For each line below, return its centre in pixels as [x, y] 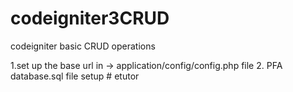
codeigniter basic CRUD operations [83, 46]
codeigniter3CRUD [90, 18]
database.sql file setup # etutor [75, 76]
